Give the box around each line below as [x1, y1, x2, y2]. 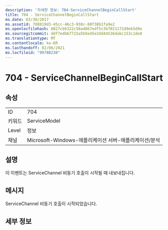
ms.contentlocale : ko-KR [5, 41, 58, 46]
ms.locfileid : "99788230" [5, 50, 60, 55]
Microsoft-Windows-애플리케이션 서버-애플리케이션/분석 [27, 136, 160, 143]
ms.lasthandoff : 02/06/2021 [5, 45, 65, 50]
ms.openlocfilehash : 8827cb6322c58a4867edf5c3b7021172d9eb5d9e [5, 26, 143, 32]
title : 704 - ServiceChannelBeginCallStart [5, 12, 99, 17]
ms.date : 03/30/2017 [5, 17, 49, 22]
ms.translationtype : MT [5, 36, 56, 41]
